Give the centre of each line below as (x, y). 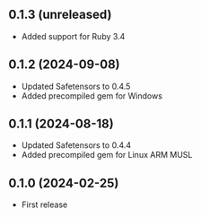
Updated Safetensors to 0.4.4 (76, 145)
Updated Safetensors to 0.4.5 (76, 86)
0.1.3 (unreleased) (60, 15)
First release (44, 204)
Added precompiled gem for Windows (92, 95)
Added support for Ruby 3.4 (73, 36)
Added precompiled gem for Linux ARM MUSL (107, 155)
